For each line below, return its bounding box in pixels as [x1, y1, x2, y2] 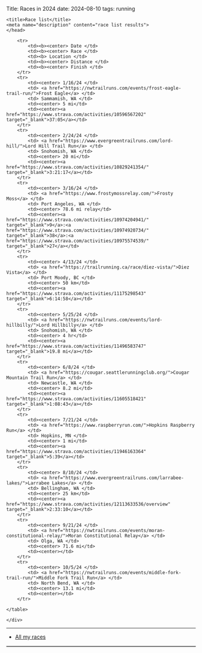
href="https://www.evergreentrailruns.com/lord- [49, 138, 173, 144]
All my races [14, 633, 46, 640]
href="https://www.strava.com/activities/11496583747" [6, 343, 147, 349]
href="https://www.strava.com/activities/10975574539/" [6, 238, 149, 244]
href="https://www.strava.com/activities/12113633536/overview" [6, 501, 171, 507]
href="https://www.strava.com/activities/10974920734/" [6, 227, 149, 234]
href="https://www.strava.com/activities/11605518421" [6, 396, 147, 402]
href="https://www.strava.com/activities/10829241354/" [6, 164, 149, 170]
